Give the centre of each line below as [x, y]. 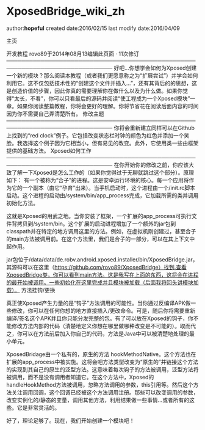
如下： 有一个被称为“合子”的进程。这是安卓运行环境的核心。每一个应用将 [98, 180]
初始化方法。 [22, 203]
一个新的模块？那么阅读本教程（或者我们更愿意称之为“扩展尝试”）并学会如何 [102, 75]
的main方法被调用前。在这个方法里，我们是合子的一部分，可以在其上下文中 [101, 239]
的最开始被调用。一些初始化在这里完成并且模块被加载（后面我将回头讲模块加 [103, 282]
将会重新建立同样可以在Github [157, 128]
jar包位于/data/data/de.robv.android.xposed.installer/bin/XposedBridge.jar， [102, 259]
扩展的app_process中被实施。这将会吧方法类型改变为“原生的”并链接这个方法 [103, 362]
